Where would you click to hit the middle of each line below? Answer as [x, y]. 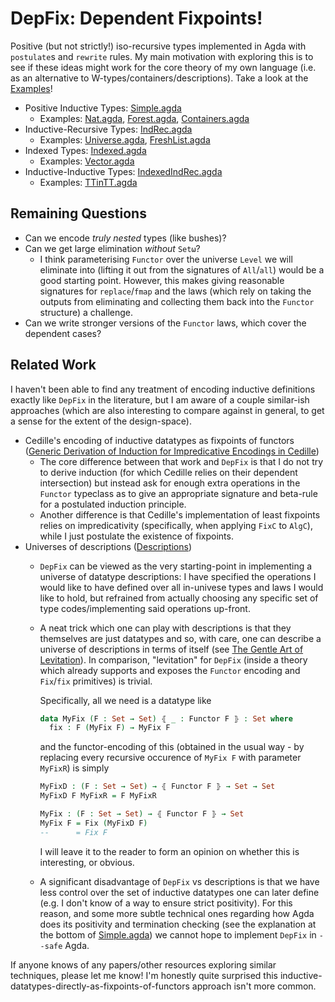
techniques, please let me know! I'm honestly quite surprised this [144, 975]
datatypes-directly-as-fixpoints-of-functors [100, 986]
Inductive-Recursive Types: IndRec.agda [108, 129]
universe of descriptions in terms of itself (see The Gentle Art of [171, 649]
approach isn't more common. [254, 986]
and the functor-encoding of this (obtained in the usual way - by [172, 747]
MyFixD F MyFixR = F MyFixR [98, 796]
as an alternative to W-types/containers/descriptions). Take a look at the [159, 78]
